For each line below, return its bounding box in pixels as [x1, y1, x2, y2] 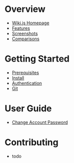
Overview [4, 3, 46, 15]
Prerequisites [11, 70, 39, 76]
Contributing [4, 137, 59, 148]
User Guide [4, 103, 52, 114]
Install [11, 75, 24, 81]
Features [11, 25, 30, 31]
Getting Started [4, 53, 70, 65]
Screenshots [11, 30, 38, 36]
